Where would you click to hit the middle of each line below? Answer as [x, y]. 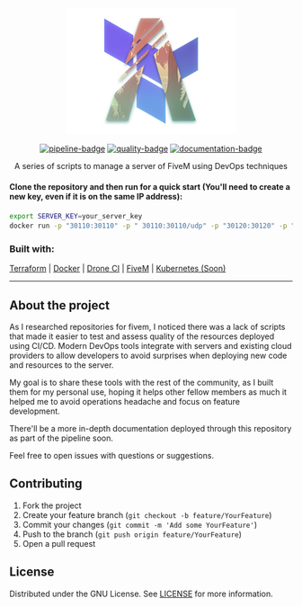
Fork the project [52, 505]
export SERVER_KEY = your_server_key [76, 217]
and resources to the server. [62, 365]
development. [35, 411]
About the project [60, 305]
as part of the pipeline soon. [62, 438]
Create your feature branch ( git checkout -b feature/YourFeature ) [147, 514]
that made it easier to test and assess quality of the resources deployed [142, 336]
